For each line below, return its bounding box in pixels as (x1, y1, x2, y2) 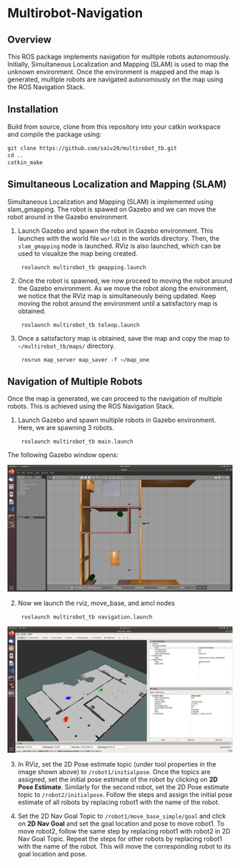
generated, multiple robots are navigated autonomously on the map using (7, 75, 224, 84)
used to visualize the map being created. (17, 249, 138, 258)
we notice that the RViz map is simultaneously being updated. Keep (17, 291, 216, 300)
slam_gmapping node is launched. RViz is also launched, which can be (17, 241, 221, 250)
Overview (7, 34, 52, 46)
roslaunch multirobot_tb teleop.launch (21, 321, 140, 329)
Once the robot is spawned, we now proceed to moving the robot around (17, 276, 233, 285)
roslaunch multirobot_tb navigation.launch (21, 613, 153, 621)
